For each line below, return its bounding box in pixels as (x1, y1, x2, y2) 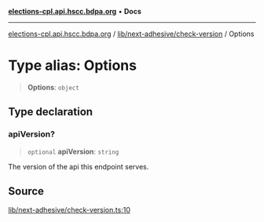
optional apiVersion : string (27, 147, 119, 156)
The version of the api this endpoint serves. (8, 162, 149, 171)
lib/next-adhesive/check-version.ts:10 (8, 206, 131, 215)
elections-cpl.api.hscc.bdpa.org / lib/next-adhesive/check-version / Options (8, 29, 255, 38)
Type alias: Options (8, 56, 137, 75)
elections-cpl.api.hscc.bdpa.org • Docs (8, 7, 141, 16)
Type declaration (8, 105, 93, 118)
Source (8, 184, 45, 198)
